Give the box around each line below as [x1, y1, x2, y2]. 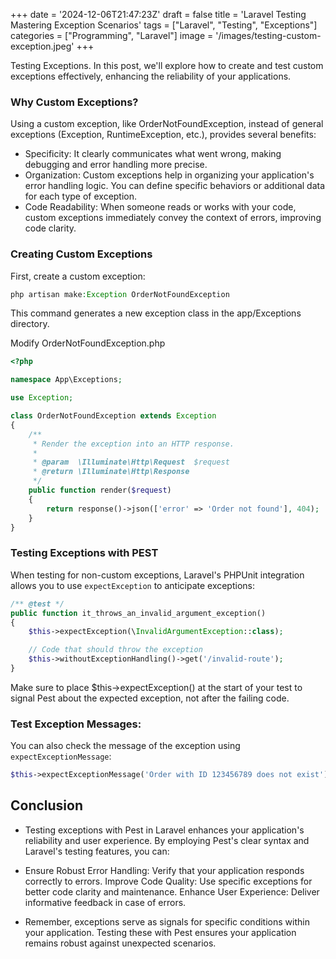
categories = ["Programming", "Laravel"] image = [10, 30, 214, 41]
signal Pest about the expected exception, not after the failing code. [10, 692, 290, 704]
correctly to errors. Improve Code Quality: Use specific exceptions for [24, 875, 313, 887]
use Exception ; [10, 393, 74, 403]
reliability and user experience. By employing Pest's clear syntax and [24, 834, 310, 846]
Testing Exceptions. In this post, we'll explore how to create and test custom [10, 60, 324, 71]
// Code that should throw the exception [28, 645, 203, 655]
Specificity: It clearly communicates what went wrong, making [24, 148, 282, 160]
